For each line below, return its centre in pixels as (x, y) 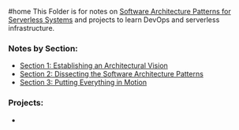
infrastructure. (32, 28)
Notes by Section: (43, 48)
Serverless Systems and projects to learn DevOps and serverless (114, 20)
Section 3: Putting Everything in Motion (83, 83)
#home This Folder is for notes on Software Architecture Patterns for (119, 11)
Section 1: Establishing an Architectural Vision (93, 65)
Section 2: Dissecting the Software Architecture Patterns (111, 74)
